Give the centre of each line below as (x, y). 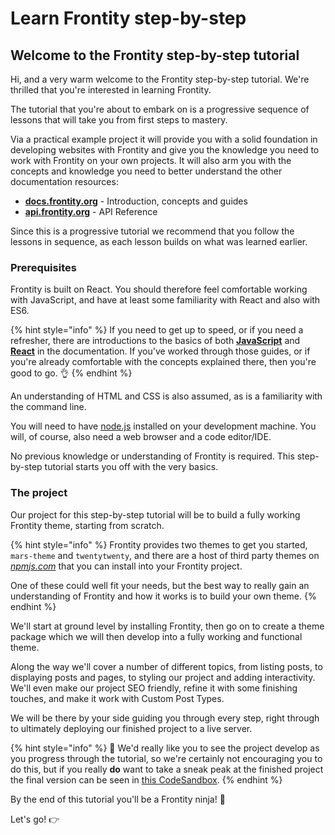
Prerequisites (43, 267)
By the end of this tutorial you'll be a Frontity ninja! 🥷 (118, 799)
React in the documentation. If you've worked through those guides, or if (160, 351)
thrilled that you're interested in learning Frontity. (111, 90)
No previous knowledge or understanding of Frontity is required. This (152, 456)
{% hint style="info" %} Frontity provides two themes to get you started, (159, 544)
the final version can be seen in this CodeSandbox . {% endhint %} (146, 779)
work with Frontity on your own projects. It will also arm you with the (151, 160)
